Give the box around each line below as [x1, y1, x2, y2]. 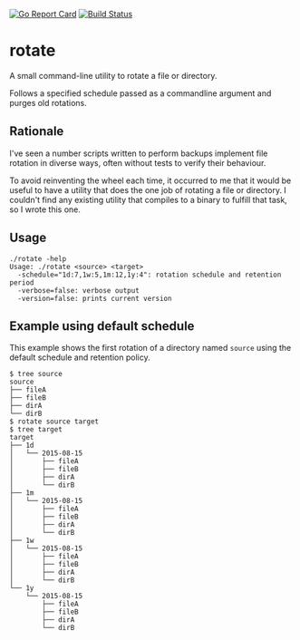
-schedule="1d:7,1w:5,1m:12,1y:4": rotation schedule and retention [17, 270, 282, 279]
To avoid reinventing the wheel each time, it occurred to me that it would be [9, 175, 292, 186]
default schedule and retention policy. [9, 352, 151, 363]
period [9, 277, 34, 287]
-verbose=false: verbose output [17, 286, 140, 295]
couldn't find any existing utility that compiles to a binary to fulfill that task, [9, 194, 287, 205]
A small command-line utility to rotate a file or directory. [9, 70, 218, 81]
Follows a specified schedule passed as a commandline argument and [9, 87, 272, 99]
